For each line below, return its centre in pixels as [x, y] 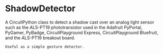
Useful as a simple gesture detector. [45, 47]
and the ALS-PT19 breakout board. [40, 38]
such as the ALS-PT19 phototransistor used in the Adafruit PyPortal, [74, 27]
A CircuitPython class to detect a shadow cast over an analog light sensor [80, 22]
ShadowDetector [40, 9]
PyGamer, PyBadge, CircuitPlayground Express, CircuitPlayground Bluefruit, [82, 32]
